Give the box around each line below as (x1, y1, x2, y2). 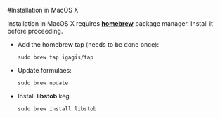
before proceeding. (7, 27, 63, 35)
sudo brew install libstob (17, 105, 97, 112)
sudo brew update (17, 80, 69, 87)
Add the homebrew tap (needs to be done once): (17, 40, 160, 48)
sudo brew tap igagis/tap (17, 54, 93, 61)
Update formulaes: (17, 66, 72, 74)
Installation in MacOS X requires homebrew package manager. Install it (7, 20, 213, 27)
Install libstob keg (17, 92, 70, 100)
